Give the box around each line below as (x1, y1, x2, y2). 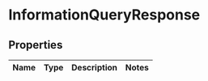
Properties (8, 38, 63, 52)
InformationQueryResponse (8, 6, 201, 24)
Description (71, 62, 117, 73)
